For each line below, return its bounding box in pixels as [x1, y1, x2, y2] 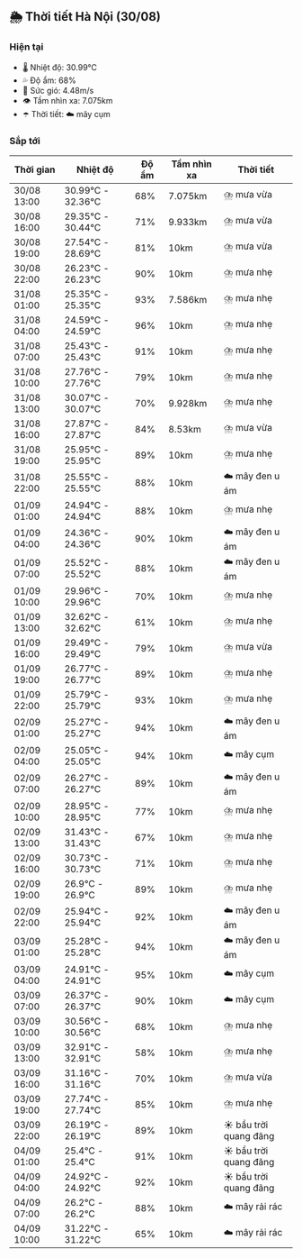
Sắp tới [9, 134, 40, 147]
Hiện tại [9, 41, 44, 53]
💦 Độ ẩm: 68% [22, 75, 76, 86]
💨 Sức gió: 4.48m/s [22, 85, 94, 96]
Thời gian [13, 163, 56, 176]
